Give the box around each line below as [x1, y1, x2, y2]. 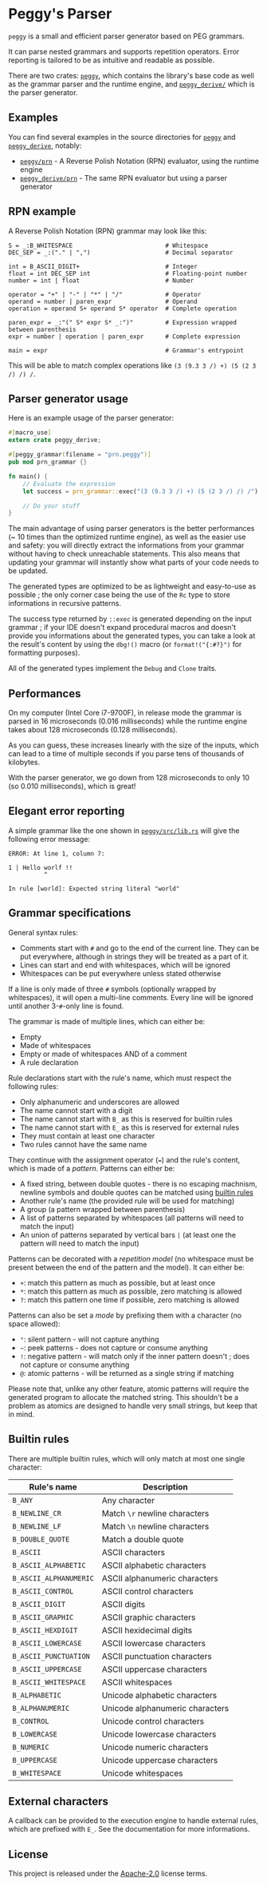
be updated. [8, 566, 49, 576]
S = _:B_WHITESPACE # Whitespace [8, 241, 209, 249]
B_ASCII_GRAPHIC [12, 1613, 74, 1621]
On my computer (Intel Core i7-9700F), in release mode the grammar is [8, 708, 242, 718]
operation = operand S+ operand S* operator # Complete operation [8, 305, 238, 313]
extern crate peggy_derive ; [8, 437, 102, 445]
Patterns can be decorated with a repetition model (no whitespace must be [8, 1254, 254, 1263]
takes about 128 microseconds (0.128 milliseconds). [8, 725, 178, 735]
